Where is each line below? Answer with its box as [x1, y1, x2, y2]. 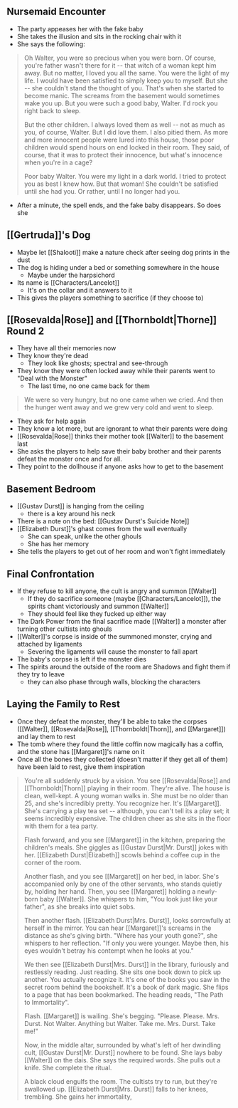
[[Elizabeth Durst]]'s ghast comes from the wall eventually [16, 525, 188, 533]
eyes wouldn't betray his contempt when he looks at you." [23, 946, 194, 955]
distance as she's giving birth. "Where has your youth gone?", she [23, 931, 218, 939]
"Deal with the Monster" [16, 374, 88, 383]
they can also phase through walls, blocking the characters [27, 678, 201, 686]
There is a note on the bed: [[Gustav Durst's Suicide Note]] [16, 517, 190, 526]
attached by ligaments [16, 640, 82, 649]
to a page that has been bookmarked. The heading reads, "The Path [23, 990, 224, 999]
